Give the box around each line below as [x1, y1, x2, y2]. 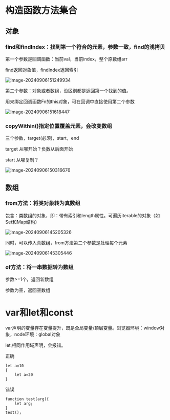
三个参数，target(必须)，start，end [5, 135, 79, 141]
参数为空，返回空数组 [5, 287, 50, 293]
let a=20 [14, 372, 33, 377]
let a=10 [5, 363, 24, 369]
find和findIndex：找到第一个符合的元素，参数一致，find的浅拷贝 [5, 43, 165, 50]
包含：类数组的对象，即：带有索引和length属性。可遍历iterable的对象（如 [5, 212, 160, 218]
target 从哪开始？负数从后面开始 [5, 146, 73, 152]
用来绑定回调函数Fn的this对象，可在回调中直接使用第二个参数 [5, 98, 135, 104]
